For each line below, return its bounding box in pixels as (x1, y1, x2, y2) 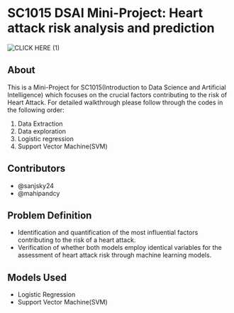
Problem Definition (7, 209, 92, 221)
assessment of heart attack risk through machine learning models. (17, 251, 212, 260)
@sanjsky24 (17, 181, 55, 190)
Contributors (7, 163, 66, 175)
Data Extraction (17, 119, 63, 128)
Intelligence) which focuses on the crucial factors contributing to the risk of (7, 90, 228, 99)
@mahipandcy (17, 189, 60, 197)
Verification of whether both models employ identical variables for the (17, 243, 222, 252)
